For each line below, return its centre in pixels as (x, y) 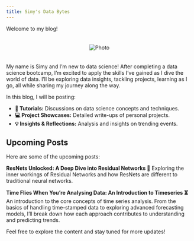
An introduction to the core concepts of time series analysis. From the (91, 201)
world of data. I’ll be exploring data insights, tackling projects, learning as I (97, 79)
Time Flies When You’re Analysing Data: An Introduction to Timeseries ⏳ (97, 193)
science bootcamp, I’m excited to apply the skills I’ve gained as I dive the (95, 72)
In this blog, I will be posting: (41, 97)
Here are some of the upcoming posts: (53, 157)
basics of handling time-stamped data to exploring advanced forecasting (95, 208)
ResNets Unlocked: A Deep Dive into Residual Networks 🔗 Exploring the (95, 168)
